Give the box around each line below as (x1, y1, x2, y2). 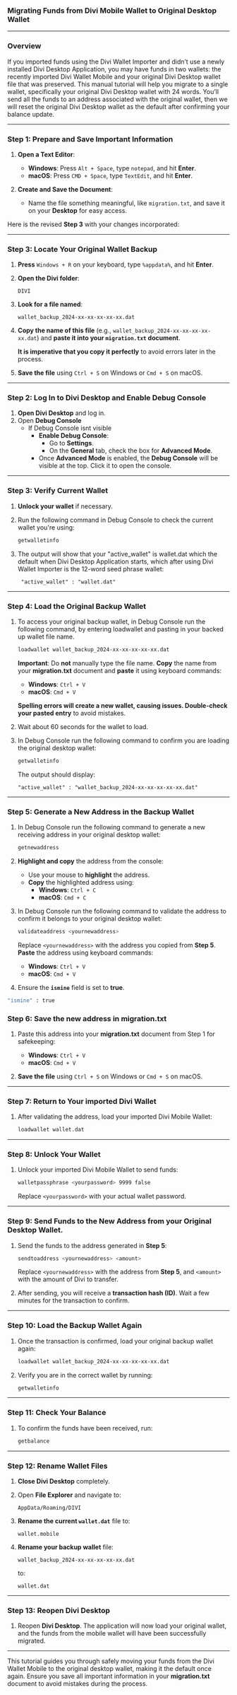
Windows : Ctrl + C (38, 885, 97, 894)
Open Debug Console (17, 417, 82, 425)
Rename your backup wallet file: (17, 1542, 114, 1551)
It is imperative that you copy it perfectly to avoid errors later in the (17, 347, 217, 356)
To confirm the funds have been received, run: (17, 1423, 153, 1432)
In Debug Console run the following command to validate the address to (17, 907, 227, 915)
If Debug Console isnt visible (28, 424, 112, 433)
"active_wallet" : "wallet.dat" (20, 578, 116, 586)
